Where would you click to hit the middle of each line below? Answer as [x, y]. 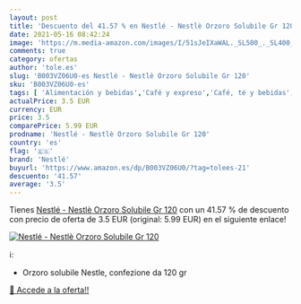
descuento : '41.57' [46, 176]
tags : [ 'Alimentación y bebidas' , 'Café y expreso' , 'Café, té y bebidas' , [152, 92]
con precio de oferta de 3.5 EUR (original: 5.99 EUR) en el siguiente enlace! [148, 220]
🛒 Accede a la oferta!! [49, 290]
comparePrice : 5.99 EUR [54, 126]
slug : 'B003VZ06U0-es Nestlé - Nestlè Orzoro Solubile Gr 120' [130, 76]
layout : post [34, 17]
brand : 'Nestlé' [39, 159]
